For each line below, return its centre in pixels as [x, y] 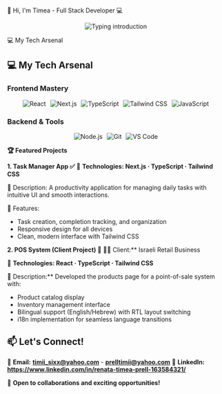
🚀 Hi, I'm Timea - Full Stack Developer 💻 [65, 10]
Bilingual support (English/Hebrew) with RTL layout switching [104, 312]
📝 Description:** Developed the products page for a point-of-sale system [111, 276]
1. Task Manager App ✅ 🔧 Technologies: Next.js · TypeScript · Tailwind [110, 166]
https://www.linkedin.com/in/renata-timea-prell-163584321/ [97, 369]
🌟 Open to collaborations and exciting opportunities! [84, 382]
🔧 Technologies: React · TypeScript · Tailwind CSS [80, 263]
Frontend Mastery [38, 88]
